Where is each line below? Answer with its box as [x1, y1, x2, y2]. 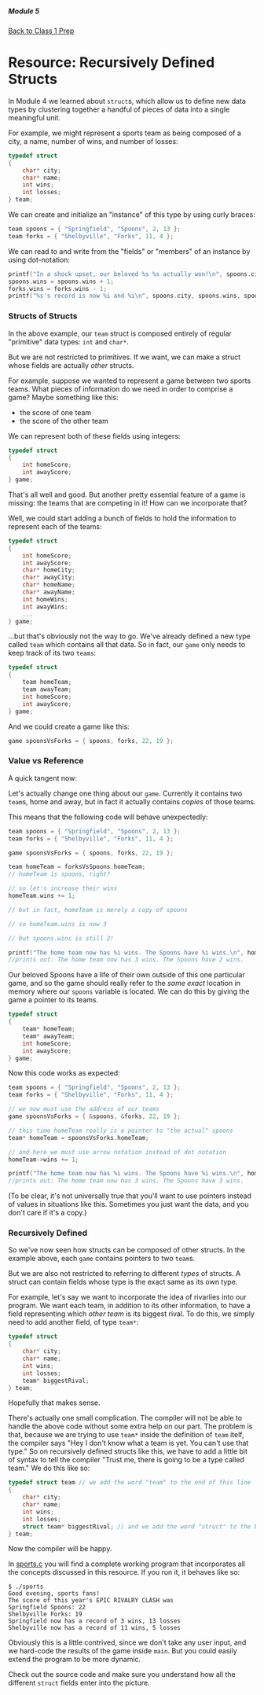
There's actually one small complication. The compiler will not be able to [8, 1414, 242, 1423]
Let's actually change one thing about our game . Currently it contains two [8, 789, 243, 798]
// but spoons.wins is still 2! [8, 934, 114, 943]
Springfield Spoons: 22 [8, 1604, 86, 1612]
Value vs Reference [8, 756, 84, 767]
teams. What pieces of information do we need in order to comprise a [8, 384, 233, 393]
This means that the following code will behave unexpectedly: [8, 812, 208, 822]
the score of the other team [19, 416, 108, 425]
